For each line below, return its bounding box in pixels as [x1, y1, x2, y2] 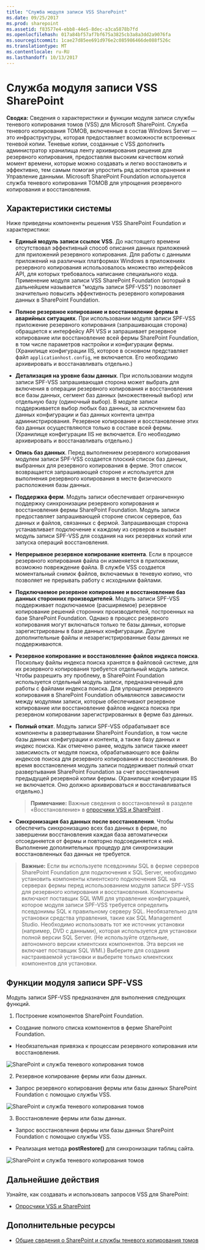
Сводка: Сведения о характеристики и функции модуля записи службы [6, 114, 195, 121]
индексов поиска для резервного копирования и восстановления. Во [15, 755, 198, 762]
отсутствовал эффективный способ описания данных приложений [15, 244, 190, 251]
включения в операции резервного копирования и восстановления [15, 385, 193, 392]
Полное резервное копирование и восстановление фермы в [15, 308, 179, 316]
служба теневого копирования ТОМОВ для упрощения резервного [6, 179, 182, 187]
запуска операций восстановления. [15, 539, 109, 546]
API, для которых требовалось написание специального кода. [15, 270, 179, 278]
